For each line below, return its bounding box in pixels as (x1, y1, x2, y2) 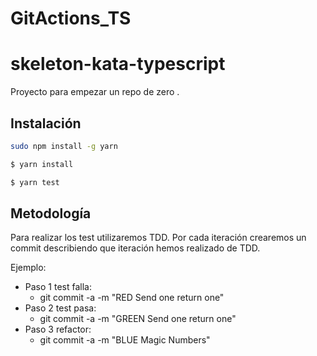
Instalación (10, 115, 82, 132)
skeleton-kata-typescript (10, 53, 226, 76)
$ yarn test (10, 177, 60, 187)
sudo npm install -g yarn (10, 141, 118, 151)
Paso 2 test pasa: (24, 302, 97, 314)
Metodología (10, 205, 92, 222)
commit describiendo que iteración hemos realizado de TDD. (10, 242, 261, 254)
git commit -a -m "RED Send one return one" (39, 292, 225, 304)
